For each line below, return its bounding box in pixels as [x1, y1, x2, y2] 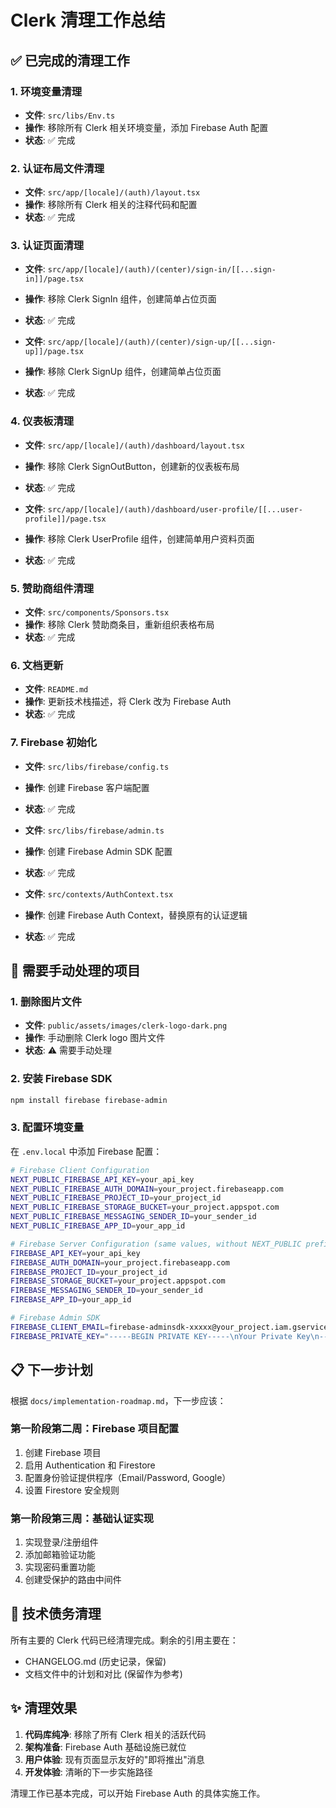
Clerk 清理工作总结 [10, 9, 166, 32]
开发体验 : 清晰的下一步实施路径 [24, 1766, 153, 1778]
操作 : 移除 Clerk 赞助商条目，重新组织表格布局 [24, 619, 215, 631]
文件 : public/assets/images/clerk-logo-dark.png [24, 1019, 228, 1031]
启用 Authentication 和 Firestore [24, 1459, 156, 1471]
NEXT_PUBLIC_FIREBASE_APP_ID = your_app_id [10, 1221, 186, 1231]
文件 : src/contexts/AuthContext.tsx [24, 887, 174, 900]
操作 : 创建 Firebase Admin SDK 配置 [24, 845, 173, 857]
